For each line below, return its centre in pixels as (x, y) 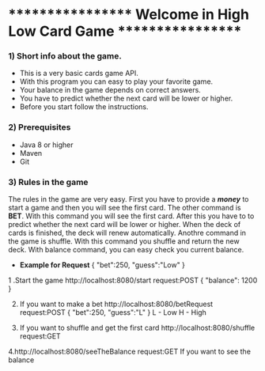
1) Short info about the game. (65, 56)
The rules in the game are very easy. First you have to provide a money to (129, 199)
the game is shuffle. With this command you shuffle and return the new (124, 241)
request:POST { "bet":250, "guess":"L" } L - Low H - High (113, 312)
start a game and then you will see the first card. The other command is (125, 208)
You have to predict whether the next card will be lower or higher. (126, 98)
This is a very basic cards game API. (79, 74)
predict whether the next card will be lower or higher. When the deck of (125, 225)
